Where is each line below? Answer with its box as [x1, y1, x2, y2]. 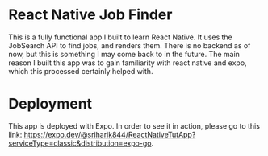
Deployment [8, 95, 93, 113]
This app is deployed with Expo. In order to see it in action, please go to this [8, 121, 261, 130]
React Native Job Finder [8, 6, 173, 24]
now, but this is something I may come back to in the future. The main [8, 49, 241, 59]
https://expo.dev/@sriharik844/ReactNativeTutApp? [23, 129, 196, 139]
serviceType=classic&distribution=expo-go [8, 138, 152, 148]
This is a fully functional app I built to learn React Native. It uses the [8, 32, 232, 42]
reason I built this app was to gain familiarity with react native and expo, [8, 58, 248, 68]
